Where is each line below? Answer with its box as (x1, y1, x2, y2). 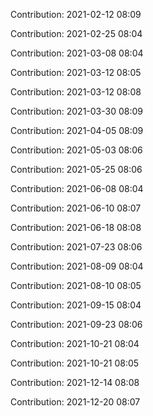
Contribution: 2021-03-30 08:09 (10, 105, 143, 117)
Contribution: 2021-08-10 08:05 (10, 280, 142, 291)
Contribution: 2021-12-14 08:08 (10, 377, 140, 388)
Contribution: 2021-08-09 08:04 (10, 260, 144, 272)
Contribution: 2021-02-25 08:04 (10, 28, 143, 39)
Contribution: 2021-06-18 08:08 (10, 222, 142, 233)
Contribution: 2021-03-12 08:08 (10, 86, 142, 98)
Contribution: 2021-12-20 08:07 (10, 396, 141, 408)
